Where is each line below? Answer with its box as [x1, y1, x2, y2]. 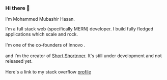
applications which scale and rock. [5, 31, 78, 37]
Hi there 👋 [5, 5, 31, 12]
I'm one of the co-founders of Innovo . [5, 42, 86, 48]
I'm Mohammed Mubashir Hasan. [5, 16, 75, 22]
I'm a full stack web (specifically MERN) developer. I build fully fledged [5, 26, 154, 32]
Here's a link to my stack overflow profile [5, 69, 92, 75]
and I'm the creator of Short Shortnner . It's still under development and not [5, 53, 162, 59]
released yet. [5, 58, 33, 64]
